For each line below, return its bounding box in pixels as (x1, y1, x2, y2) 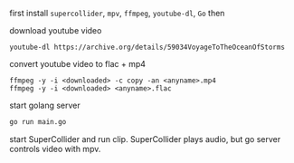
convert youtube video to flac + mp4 (9, 59, 147, 69)
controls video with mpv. (9, 143, 101, 154)
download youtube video (9, 25, 102, 35)
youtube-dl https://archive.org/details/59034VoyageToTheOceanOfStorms (9, 43, 285, 52)
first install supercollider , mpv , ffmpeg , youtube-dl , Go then (9, 8, 225, 18)
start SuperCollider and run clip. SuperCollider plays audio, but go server (9, 133, 281, 144)
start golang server (9, 100, 81, 110)
